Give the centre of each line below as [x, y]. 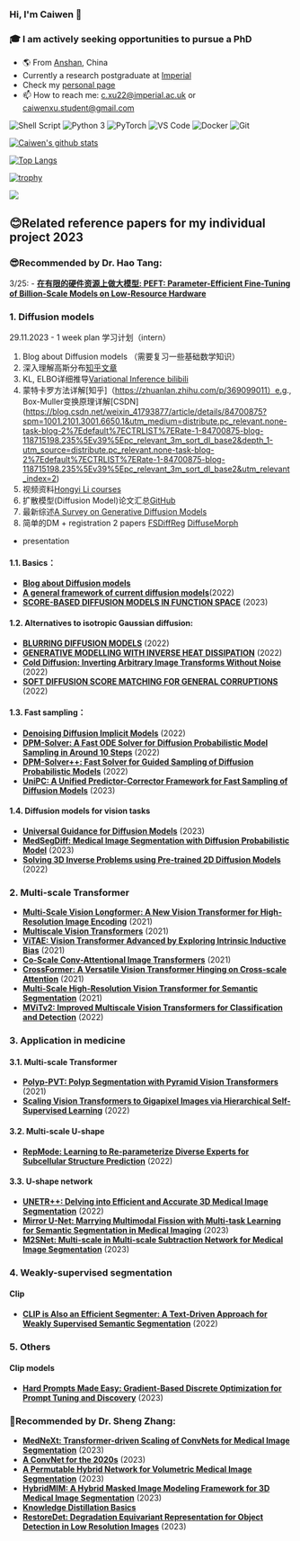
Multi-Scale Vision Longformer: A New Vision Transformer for [140, 912]
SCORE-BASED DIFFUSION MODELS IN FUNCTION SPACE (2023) [145, 603]
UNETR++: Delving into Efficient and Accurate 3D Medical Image [145, 1201]
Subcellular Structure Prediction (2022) [97, 1160]
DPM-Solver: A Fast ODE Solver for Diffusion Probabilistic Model [145, 742]
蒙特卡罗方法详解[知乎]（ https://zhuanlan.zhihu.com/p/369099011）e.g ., [157, 390]
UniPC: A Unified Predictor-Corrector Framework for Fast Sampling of [155, 781]
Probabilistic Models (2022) [75, 771]
